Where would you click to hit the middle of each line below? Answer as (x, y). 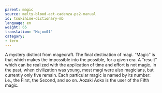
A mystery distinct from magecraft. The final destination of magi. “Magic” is (80, 54)
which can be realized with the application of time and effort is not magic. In (81, 65)
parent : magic (19, 9)
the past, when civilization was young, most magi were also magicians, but (79, 70)
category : (15, 37)
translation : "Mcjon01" (29, 32)
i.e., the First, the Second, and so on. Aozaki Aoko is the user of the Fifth (77, 80)
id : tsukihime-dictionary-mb (34, 18)
